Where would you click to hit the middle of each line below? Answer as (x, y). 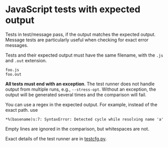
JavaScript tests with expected (73, 9)
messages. (17, 45)
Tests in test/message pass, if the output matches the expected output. (80, 34)
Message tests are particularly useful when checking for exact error (77, 40)
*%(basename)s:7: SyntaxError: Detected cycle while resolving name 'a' (85, 119)
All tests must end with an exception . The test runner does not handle (80, 84)
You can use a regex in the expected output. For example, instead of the (81, 104)
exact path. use (22, 110)
